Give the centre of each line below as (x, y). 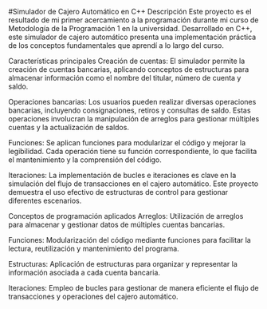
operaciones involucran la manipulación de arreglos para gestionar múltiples (134, 119)
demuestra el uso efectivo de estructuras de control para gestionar (118, 192)
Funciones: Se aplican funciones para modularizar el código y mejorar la (127, 143)
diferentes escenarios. (45, 200)
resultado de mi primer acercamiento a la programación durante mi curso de (133, 20)
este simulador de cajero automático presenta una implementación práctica (132, 37)
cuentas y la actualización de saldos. (69, 127)
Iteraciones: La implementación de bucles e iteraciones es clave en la (122, 175)
